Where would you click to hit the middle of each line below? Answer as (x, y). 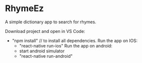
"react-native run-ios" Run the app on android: (66, 46)
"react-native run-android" (46, 56)
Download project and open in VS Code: (45, 31)
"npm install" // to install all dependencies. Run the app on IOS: (75, 40)
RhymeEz (24, 8)
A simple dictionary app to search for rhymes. (51, 22)
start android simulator (42, 51)
